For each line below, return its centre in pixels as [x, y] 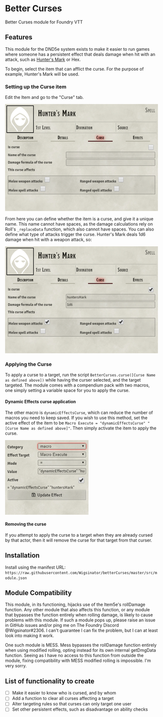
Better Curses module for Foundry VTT [44, 22]
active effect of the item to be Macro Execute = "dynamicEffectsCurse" [75, 423]
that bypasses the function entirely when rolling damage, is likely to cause [79, 615]
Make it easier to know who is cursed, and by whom [64, 693]
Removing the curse [26, 524]
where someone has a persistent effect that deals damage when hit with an [80, 54]
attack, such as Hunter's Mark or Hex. [43, 59]
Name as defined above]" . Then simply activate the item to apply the [88, 428]
